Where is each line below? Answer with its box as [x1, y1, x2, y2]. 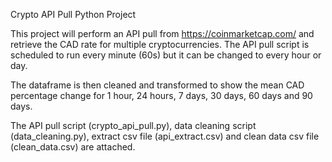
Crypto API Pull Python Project [10, 9, 137, 20]
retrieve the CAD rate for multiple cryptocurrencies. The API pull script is [10, 39, 310, 50]
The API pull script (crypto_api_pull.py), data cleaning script [10, 120, 257, 131]
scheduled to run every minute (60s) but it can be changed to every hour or [10, 49, 322, 61]
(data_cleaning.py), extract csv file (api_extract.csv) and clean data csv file [10, 130, 320, 142]
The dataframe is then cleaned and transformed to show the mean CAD [10, 79, 305, 91]
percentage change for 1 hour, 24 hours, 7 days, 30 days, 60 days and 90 [10, 90, 313, 101]
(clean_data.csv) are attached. [10, 141, 136, 153]
